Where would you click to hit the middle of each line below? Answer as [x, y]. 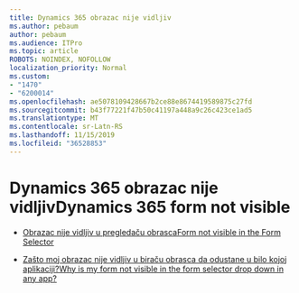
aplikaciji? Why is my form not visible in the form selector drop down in [153, 269]
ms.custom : [30, 77]
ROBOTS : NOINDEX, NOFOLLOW [60, 60]
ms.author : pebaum [44, 26]
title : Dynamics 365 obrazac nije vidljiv [90, 18]
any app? [39, 278]
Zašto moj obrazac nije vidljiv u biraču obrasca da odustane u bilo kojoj [154, 259]
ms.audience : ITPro [46, 43]
